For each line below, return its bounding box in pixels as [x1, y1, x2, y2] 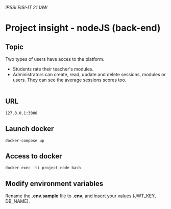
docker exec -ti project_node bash [5, 166, 81, 171]
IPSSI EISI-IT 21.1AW [5, 5, 47, 10]
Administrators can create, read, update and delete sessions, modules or [12, 72, 166, 77]
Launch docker [5, 125, 54, 133]
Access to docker [5, 152, 62, 160]
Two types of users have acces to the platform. [5, 56, 105, 62]
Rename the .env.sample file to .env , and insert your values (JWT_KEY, [5, 193, 156, 199]
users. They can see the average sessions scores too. [12, 77, 127, 83]
